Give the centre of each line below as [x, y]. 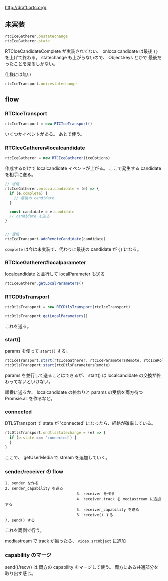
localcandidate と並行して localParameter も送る [55, 274]
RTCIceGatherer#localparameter [46, 262]
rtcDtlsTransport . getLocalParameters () [47, 316]
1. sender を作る [22, 483]
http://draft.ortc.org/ [26, 7]
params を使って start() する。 [38, 351]
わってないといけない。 [29, 382]
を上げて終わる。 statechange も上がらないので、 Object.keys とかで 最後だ [83, 57]
